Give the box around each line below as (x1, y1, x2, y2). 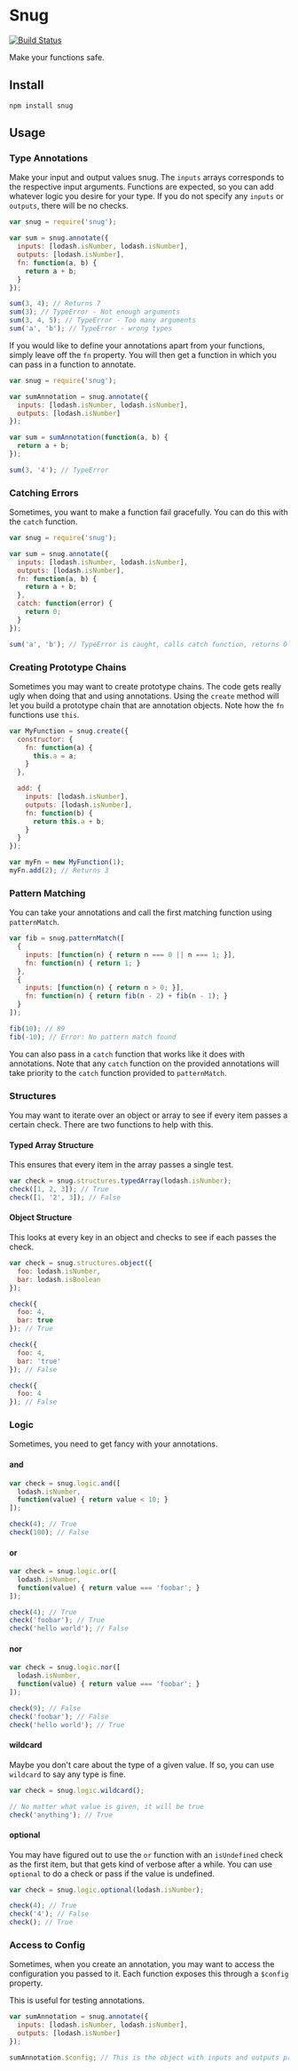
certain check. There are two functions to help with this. (9, 1119, 214, 1129)
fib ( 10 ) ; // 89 (9, 1024, 66, 1033)
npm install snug (9, 101, 74, 110)
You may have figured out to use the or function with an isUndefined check (9, 1849, 284, 1860)
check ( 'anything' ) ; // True (9, 1810, 114, 1820)
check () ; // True (9, 1918, 74, 1927)
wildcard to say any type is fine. (9, 1769, 126, 1780)
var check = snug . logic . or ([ (9, 1567, 117, 1576)
